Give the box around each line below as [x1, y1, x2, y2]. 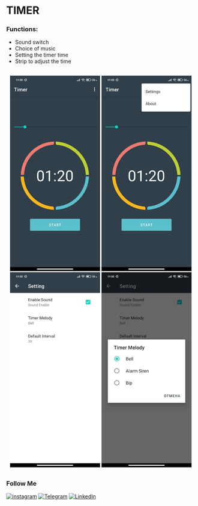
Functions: [6, 25, 38, 34]
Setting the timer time [14, 52, 69, 59]
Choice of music [14, 45, 56, 52]
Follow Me [6, 479, 37, 487]
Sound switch [14, 38, 49, 46]
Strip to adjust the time [14, 58, 71, 65]
